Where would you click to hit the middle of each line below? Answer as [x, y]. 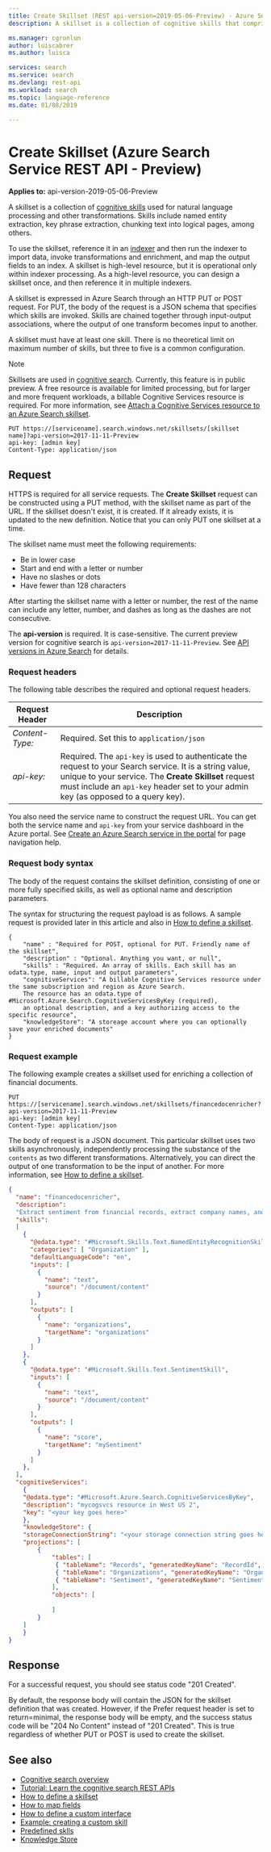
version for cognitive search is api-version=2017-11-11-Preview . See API [129, 643]
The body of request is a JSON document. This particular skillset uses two [132, 1141]
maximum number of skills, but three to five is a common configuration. [127, 349]
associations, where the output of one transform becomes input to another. [133, 325]
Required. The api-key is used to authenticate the [154, 756]
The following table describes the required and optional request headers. [130, 689]
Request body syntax [51, 863]
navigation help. [35, 842]
